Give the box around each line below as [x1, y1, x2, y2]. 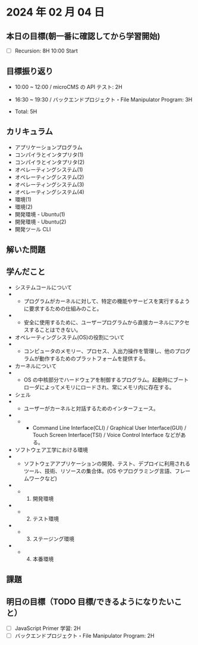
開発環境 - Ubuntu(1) [14, 210, 65, 218]
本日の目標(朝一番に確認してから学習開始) [6, 31, 161, 41]
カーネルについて [14, 362, 57, 370]
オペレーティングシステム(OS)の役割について [14, 333, 125, 340]
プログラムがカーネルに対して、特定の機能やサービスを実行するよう [23, 297, 190, 305]
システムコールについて [14, 284, 73, 291]
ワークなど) [29, 475, 58, 482]
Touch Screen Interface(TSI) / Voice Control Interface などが [32, 431, 181, 438]
